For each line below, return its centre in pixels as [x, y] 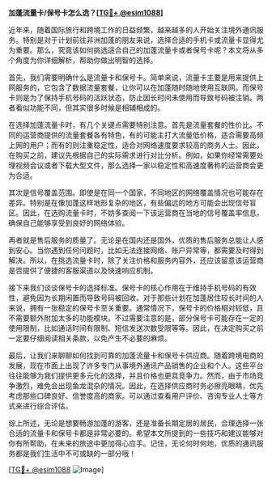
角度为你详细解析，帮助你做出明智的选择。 [86, 60]
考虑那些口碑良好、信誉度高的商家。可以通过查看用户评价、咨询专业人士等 [132, 396]
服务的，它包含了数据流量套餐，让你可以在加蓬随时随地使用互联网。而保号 [139, 87]
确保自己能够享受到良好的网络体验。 [69, 223]
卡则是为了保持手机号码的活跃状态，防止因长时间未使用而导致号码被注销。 [132, 97]
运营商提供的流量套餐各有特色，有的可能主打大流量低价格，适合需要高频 [143, 135]
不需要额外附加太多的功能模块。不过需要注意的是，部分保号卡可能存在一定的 [136, 318]
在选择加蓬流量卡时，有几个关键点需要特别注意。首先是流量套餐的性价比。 [132, 125]
